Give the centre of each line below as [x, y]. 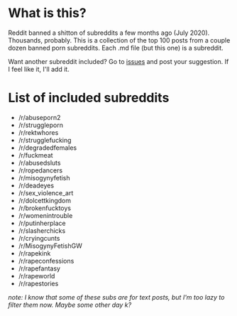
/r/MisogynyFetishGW [50, 246]
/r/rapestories [38, 283]
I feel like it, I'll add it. [39, 69]
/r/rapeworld [37, 276]
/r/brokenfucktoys [45, 208]
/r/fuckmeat [35, 155]
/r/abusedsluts [39, 163]
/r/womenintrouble [45, 215]
